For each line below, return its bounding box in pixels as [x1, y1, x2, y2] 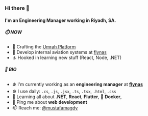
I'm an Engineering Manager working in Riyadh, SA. [5, 17, 116, 23]
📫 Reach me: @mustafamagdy [12, 105, 78, 111]
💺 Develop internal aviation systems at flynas [12, 49, 107, 55]
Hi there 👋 [5, 5, 30, 12]
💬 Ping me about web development [12, 99, 87, 105]
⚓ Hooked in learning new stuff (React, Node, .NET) [12, 54, 122, 61]
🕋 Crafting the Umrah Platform [12, 44, 76, 50]
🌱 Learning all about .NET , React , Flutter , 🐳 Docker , [12, 94, 122, 100]
